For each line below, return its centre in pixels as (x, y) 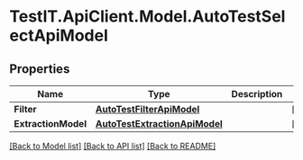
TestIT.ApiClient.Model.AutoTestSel (147, 17)
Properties (40, 69)
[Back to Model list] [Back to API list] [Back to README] (113, 146)
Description (257, 94)
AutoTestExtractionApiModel (159, 124)
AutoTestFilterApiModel (147, 109)
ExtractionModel (50, 124)
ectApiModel (59, 36)
